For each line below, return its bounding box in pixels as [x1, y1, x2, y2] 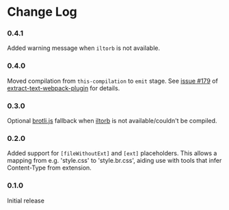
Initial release [7, 196, 44, 205]
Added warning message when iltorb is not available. [7, 44, 161, 52]
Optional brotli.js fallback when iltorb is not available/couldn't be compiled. [7, 117, 217, 125]
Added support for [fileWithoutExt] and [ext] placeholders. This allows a [7, 149, 217, 157]
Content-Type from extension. [7, 163, 92, 172]
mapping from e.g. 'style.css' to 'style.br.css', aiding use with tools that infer [7, 157, 222, 165]
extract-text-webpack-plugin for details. [7, 83, 120, 92]
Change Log [7, 4, 77, 20]
